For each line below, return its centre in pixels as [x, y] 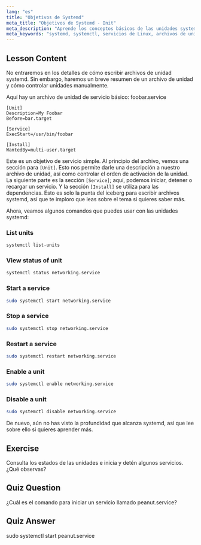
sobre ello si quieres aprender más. [50, 429]
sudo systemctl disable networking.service [61, 412]
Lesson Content [36, 58]
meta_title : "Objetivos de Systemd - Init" [61, 23]
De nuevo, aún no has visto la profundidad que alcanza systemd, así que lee [100, 423]
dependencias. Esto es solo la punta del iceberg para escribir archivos [93, 193]
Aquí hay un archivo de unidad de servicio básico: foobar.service [86, 97]
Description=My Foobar [34, 113]
